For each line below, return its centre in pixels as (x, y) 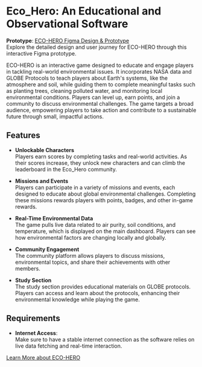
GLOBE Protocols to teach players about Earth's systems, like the (87, 78)
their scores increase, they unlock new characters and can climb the (100, 163)
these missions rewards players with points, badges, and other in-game (104, 200)
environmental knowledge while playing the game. (77, 299)
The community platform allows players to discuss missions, (90, 255)
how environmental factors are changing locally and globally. (90, 237)
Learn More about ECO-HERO (43, 357)
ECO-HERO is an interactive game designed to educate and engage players (100, 65)
